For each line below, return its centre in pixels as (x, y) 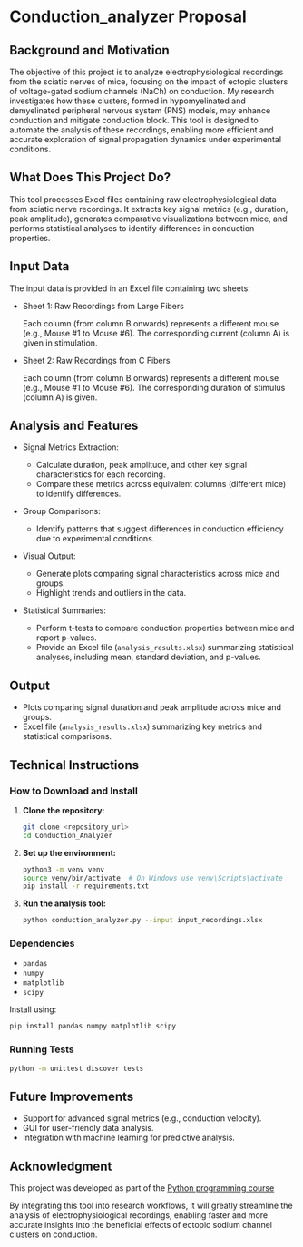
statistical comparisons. (67, 736)
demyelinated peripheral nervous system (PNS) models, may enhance (140, 110)
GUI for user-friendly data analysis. (88, 1128)
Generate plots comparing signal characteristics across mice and (157, 574)
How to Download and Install (73, 791)
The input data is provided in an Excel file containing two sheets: (130, 288)
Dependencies (42, 943)
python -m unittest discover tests (77, 1068)
